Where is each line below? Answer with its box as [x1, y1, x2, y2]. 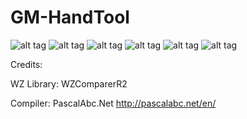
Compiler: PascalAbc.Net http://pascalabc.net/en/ [10, 97, 217, 109]
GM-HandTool [10, 6, 130, 29]
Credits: [10, 58, 43, 70]
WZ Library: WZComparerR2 [10, 77, 128, 90]
